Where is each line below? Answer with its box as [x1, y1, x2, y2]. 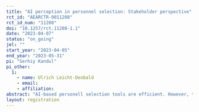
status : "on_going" [6, 36, 54, 42]
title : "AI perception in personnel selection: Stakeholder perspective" [6, 8, 192, 15]
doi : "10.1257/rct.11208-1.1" [6, 25, 81, 31]
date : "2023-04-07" [6, 31, 54, 37]
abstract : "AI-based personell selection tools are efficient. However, [6, 91, 190, 97]
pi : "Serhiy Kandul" [6, 58, 57, 64]
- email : [17, 81, 38, 87]
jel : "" [6, 42, 25, 48]
